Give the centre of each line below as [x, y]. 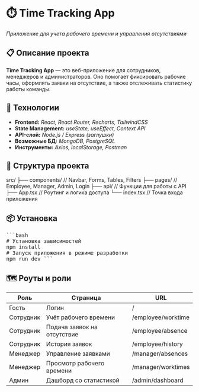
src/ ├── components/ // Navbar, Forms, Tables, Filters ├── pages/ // [92, 180]
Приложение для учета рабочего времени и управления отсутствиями [96, 33]
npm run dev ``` [30, 259]
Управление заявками [78, 354]
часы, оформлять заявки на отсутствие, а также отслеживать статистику [99, 83]
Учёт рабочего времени [81, 317]
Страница [86, 298]
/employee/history [158, 344]
